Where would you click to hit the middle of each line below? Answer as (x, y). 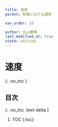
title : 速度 (16, 10)
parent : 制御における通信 (29, 14)
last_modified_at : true (29, 37)
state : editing (20, 41)
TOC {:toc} (23, 119)
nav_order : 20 (19, 23)
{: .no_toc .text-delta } (27, 110)
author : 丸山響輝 (21, 32)
